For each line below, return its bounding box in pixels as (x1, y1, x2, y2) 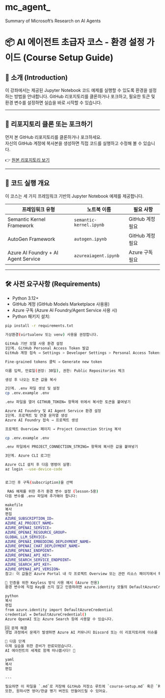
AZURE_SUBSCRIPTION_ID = (5, 516, 54, 521)
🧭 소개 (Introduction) (5, 73, 68, 81)
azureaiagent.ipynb (74, 253, 119, 258)
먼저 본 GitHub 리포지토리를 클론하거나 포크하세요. (5, 134, 102, 140)
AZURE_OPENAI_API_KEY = (5, 553, 52, 558)
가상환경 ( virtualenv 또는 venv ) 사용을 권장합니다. (5, 332, 99, 337)
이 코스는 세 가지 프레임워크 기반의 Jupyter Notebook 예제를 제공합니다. (5, 193, 144, 199)
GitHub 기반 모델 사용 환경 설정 (5, 341, 63, 347)
